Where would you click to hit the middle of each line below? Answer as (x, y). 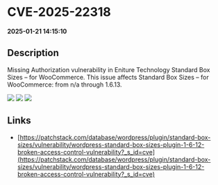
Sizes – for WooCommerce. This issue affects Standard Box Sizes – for (108, 77)
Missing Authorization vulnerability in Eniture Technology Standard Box (109, 69)
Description (33, 53)
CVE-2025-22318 (59, 12)
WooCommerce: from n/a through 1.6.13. (65, 85)
